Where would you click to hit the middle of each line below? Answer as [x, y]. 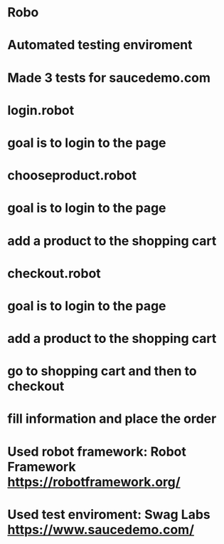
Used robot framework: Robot [97, 452]
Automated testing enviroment [100, 45]
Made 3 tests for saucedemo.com [109, 77]
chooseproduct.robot [72, 176]
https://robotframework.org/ [94, 482]
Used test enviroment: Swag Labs [109, 514]
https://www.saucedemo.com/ [101, 529]
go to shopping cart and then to [102, 371]
